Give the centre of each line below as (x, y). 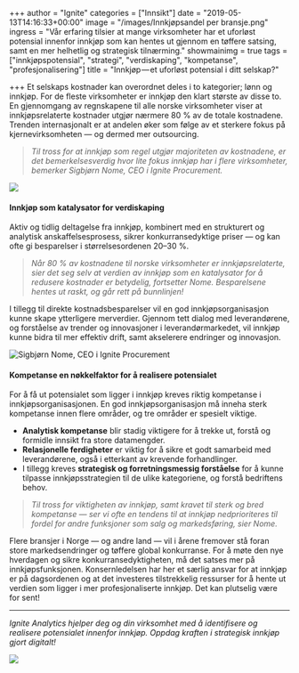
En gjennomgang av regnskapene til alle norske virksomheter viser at (136, 105)
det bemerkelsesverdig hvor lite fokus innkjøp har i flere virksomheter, (159, 161)
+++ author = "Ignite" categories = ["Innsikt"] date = (105, 13)
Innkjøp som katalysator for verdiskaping (87, 207)
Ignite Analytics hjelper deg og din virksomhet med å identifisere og (133, 623)
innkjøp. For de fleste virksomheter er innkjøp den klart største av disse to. (145, 96)
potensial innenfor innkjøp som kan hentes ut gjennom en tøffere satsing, (143, 41)
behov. (35, 488)
